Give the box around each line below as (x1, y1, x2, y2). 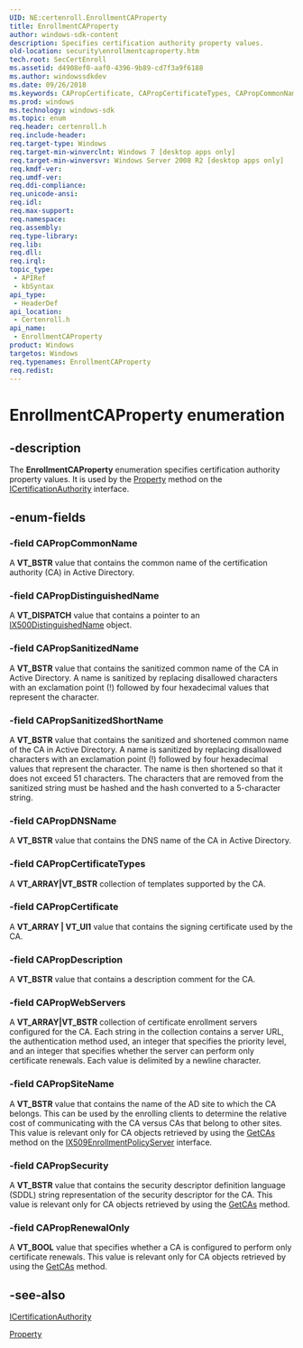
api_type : (9, 290, 47, 299)
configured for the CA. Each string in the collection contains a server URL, (9, 1027, 284, 1037)
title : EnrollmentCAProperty (9, 22, 119, 31)
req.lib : (9, 240, 42, 249)
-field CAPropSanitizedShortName (9, 714, 164, 727)
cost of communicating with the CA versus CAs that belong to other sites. (9, 1117, 282, 1129)
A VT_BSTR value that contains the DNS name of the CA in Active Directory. (9, 835, 291, 846)
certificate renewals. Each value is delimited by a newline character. (9, 1055, 262, 1066)
